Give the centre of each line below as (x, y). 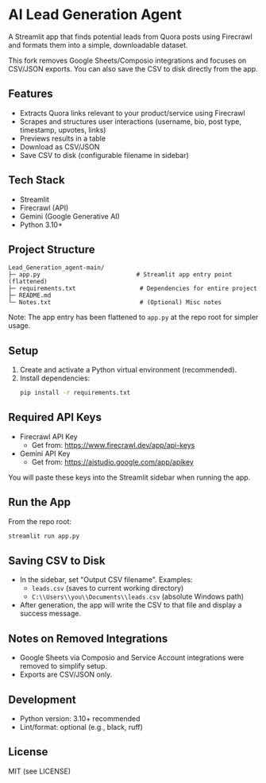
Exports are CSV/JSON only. (66, 675)
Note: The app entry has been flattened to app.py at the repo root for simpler (133, 317)
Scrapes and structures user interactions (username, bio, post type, (131, 121)
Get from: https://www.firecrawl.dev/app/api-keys (113, 445)
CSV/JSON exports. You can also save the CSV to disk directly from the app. (133, 68)
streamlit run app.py (44, 536)
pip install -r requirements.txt (75, 393)
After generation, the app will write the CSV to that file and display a (131, 605)
